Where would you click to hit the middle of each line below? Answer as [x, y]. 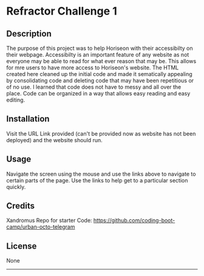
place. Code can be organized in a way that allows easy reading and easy [98, 93]
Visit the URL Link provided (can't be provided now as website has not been [101, 133]
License [22, 246]
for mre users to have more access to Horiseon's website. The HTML [93, 67]
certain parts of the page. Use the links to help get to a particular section [97, 180]
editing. [16, 100]
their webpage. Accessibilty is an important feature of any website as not [98, 55]
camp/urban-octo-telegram [41, 227]
